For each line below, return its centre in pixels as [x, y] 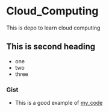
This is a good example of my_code [59, 103]
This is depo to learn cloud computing [53, 28]
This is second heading [51, 47]
